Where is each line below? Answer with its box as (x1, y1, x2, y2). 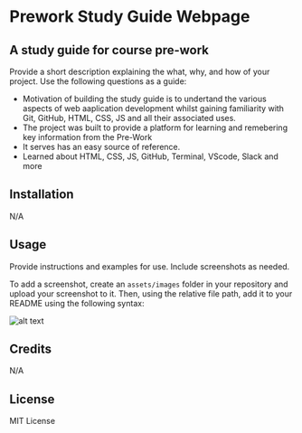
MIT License (9, 416, 56, 427)
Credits (9, 342, 52, 357)
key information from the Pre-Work (22, 132, 153, 142)
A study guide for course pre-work (9, 42, 210, 58)
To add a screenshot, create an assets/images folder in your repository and (9, 278, 288, 289)
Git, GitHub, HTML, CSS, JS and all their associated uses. (22, 113, 237, 123)
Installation (9, 187, 74, 202)
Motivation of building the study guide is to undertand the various (22, 93, 267, 104)
